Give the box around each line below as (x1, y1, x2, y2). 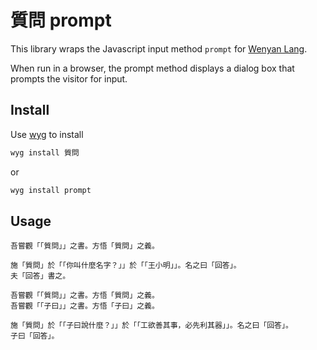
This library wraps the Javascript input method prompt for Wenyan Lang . (10, 42, 308, 55)
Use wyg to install (10, 128, 84, 140)
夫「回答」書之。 (10, 271, 71, 281)
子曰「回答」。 (10, 331, 60, 341)
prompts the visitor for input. (10, 72, 128, 85)
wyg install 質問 (10, 147, 80, 158)
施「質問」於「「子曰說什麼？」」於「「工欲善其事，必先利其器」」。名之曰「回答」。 (10, 321, 293, 331)
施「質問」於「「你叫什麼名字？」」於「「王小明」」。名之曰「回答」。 (10, 261, 242, 271)
